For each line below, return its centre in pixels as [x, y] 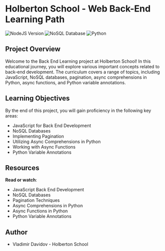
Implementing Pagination [38, 136]
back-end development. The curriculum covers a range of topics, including [83, 72]
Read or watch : [21, 180]
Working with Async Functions [44, 147]
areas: [12, 115]
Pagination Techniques [36, 200]
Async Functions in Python [40, 211]
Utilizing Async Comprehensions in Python [57, 142]
